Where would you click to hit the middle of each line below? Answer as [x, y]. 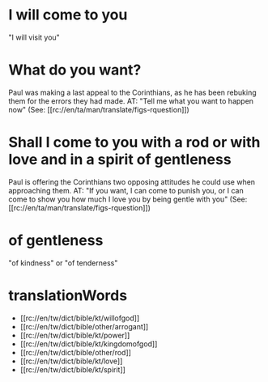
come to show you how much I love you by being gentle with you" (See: [128, 199]
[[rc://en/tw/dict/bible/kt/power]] [75, 335]
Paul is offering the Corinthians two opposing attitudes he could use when [132, 182]
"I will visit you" [34, 37]
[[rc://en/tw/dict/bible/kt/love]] [71, 361]
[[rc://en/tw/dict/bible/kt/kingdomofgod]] [89, 344]
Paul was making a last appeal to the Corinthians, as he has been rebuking [132, 92]
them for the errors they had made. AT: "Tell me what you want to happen [131, 101]
